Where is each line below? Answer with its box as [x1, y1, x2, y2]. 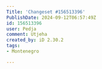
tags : [6, 43, 20, 49]
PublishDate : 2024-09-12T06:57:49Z [6, 15, 97, 21]
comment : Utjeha [6, 31, 47, 38]
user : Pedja [6, 25, 36, 32]
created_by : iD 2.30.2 [6, 37, 64, 43]
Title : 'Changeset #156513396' [6, 8, 86, 15]
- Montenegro [6, 48, 39, 54]
